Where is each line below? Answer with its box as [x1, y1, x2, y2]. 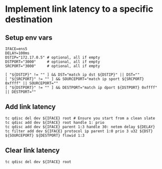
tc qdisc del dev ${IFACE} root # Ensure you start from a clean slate [5, 115, 155, 121]
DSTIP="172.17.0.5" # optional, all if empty [5, 55, 100, 60]
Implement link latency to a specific [5, 3, 154, 15]
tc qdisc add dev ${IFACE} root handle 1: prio [5, 120, 105, 125]
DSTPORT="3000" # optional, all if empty [5, 59, 100, 64]
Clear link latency [5, 146, 60, 155]
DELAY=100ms [5, 51, 30, 56]
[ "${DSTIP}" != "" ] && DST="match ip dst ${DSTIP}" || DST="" [5, 72, 140, 77]
